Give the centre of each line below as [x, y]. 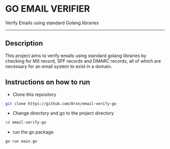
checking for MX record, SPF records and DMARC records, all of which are [83, 61]
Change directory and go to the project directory [63, 113]
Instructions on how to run [48, 82]
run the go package [33, 132]
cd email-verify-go [26, 122]
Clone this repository [34, 94]
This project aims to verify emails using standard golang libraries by [76, 56]
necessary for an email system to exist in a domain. [59, 66]
